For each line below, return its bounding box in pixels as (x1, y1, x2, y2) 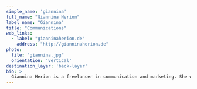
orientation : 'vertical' (11, 57, 72, 63)
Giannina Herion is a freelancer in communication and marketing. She (11, 74, 188, 80)
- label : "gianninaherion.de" (11, 36, 85, 42)
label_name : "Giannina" (6, 19, 64, 25)
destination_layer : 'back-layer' (6, 63, 88, 69)
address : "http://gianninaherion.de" (16, 42, 109, 47)
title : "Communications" (6, 25, 67, 31)
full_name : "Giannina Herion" (6, 14, 80, 20)
